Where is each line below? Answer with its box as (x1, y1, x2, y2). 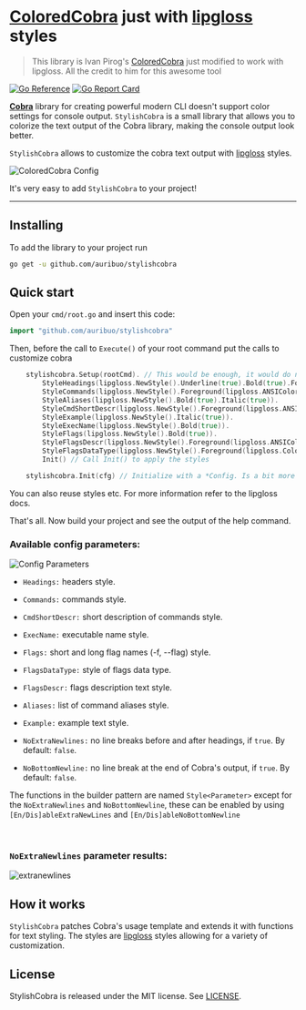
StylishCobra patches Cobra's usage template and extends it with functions (9, 921, 294, 932)
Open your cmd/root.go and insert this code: (9, 309, 176, 320)
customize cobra (9, 352, 73, 363)
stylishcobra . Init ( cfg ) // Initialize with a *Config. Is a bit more (25, 471, 296, 480)
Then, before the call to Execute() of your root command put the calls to (9, 343, 280, 354)
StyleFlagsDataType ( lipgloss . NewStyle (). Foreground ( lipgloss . (42, 446, 283, 456)
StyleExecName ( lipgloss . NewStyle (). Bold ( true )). (42, 421, 230, 430)
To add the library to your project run (9, 241, 148, 252)
